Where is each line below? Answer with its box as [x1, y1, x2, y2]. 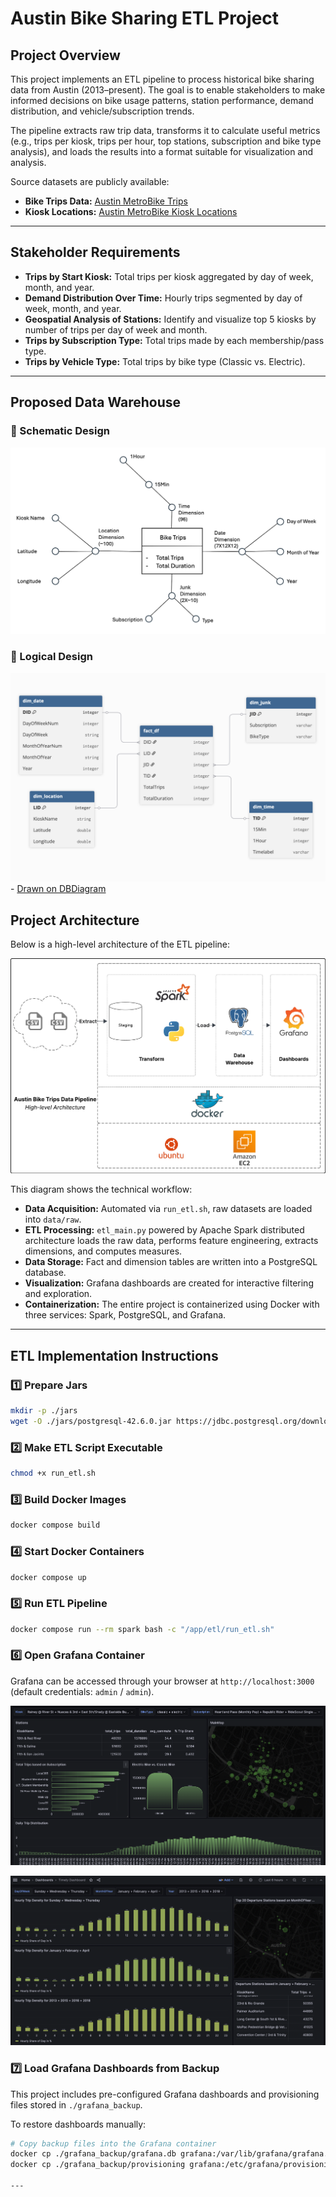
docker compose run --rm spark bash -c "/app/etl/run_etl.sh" [10, 1624, 275, 1634]
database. [24, 1267, 67, 1279]
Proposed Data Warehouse [10, 394, 182, 411]
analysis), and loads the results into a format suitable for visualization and [10, 146, 314, 157]
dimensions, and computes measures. [24, 1245, 183, 1257]
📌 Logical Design [10, 650, 93, 664]
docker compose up [10, 1572, 87, 1582]
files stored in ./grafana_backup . [10, 2098, 143, 2111]
